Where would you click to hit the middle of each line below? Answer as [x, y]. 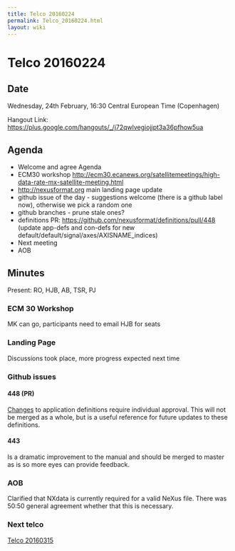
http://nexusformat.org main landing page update [90, 190]
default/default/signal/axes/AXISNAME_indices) [88, 236]
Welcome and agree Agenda [59, 167]
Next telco [26, 525]
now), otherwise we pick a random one [75, 205]
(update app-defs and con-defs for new [76, 228]
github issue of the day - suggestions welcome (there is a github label [120, 198]
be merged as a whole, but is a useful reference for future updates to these [117, 417]
